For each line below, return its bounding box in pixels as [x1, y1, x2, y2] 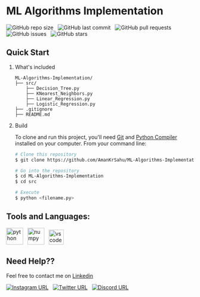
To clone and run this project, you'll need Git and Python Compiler [14, 133, 177, 141]
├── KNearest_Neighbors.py [26, 91, 93, 97]
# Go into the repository [14, 168, 79, 174]
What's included [14, 63, 56, 70]
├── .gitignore [14, 106, 53, 112]
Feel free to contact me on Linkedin [6, 272, 94, 279]
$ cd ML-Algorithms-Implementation [14, 173, 104, 180]
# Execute [14, 190, 40, 196]
